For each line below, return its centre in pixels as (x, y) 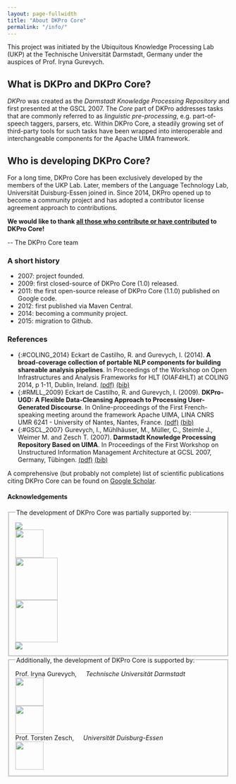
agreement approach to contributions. (62, 208)
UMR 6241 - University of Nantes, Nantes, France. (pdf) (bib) (106, 422)
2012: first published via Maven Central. (75, 306)
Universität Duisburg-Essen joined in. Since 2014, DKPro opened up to (109, 192)
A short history (33, 260)
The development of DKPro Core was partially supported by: (104, 513)
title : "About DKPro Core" (47, 20)
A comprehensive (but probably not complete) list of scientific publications (116, 473)
